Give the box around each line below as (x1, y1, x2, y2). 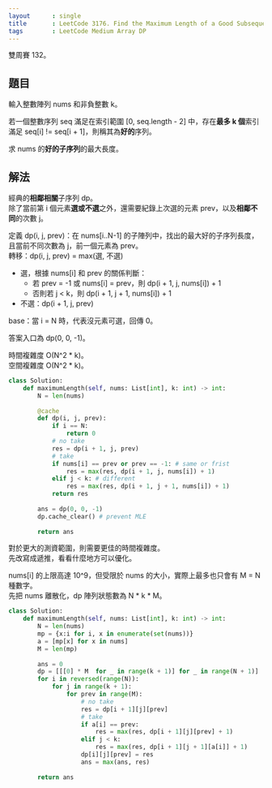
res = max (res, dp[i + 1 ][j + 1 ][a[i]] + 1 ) (95, 743, 249, 751)
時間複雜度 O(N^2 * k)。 (8, 351, 89, 360)
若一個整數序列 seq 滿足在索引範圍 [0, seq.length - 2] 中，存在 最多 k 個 (8, 117, 245, 127)
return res (51, 490, 89, 498)
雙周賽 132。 (8, 50, 51, 60)
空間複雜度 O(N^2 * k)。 (8, 360, 89, 370)
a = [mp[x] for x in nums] (37, 637, 129, 645)
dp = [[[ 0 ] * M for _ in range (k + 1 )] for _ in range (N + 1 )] (37, 667, 259, 676)
